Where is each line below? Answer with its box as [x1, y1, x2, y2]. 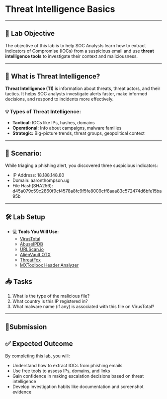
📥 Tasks [5, 277, 32, 286]
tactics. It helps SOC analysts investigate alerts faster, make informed [5, 90, 148, 96]
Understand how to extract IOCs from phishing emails [12, 362, 123, 368]
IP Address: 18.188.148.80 [12, 172, 65, 178]
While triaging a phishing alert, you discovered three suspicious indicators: [5, 162, 158, 168]
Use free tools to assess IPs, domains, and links [12, 368, 110, 374]
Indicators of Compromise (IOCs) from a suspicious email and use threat [5, 48, 154, 54]
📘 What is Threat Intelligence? [5, 72, 100, 80]
